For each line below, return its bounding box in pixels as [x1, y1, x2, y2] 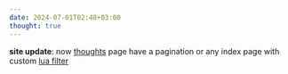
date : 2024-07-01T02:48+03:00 [9, 12, 122, 22]
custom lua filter [9, 55, 69, 66]
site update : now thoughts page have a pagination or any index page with [9, 45, 280, 56]
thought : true [9, 21, 62, 30]
